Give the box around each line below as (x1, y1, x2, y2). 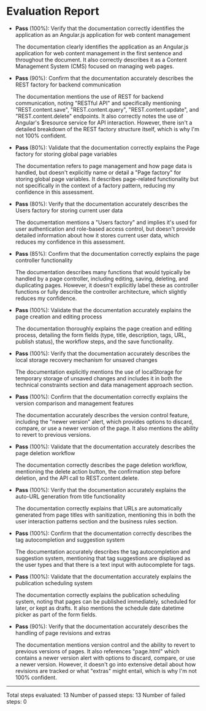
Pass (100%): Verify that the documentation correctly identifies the (15, 25, 185, 32)
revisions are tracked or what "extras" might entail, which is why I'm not (15, 667, 197, 674)
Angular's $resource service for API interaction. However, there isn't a (15, 118, 193, 126)
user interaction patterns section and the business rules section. (15, 517, 178, 525)
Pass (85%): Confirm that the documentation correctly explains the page (15, 250, 200, 257)
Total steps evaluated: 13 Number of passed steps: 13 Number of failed (6, 691, 186, 699)
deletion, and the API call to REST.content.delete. (15, 474, 140, 482)
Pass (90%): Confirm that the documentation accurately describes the (15, 74, 194, 82)
